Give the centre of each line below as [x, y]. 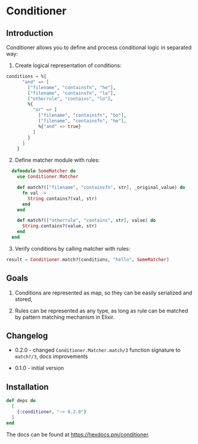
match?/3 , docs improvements [51, 357]
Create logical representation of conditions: [68, 65]
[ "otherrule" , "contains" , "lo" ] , [70, 99]
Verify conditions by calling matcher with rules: [72, 248]
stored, [24, 299]
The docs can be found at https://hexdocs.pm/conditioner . [78, 434]
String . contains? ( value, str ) [59, 226]
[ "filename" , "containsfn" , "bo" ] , [82, 115]
